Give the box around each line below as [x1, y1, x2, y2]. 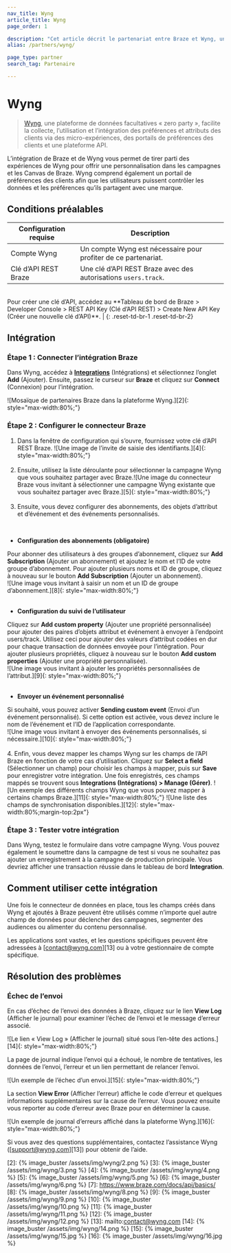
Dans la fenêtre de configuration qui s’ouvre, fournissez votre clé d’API [16, 436, 217, 445]
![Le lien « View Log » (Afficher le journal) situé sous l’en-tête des [7, 1035, 192, 1043]
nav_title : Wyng [7, 10, 54, 17]
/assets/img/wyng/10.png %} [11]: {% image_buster [7, 1203, 153, 1211]
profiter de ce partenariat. [80, 253, 164, 262]
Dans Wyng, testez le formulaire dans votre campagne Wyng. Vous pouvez [7, 841, 220, 849]
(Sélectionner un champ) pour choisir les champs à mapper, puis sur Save [7, 764, 217, 772]
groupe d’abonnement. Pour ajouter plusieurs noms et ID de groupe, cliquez [7, 564, 222, 572]
